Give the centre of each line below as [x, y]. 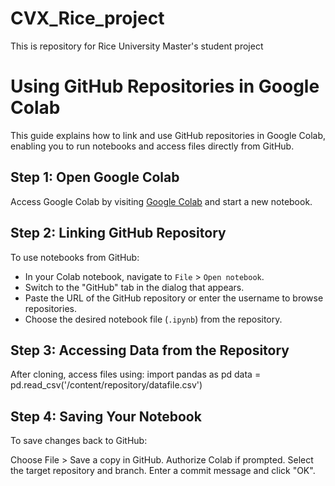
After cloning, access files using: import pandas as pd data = [136, 374]
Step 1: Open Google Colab [95, 177]
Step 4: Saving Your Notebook [106, 416]
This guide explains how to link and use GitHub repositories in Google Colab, [168, 135]
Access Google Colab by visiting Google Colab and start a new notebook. [161, 201]
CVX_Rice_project [87, 18]
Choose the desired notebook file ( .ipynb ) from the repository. [153, 319]
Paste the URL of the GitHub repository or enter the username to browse [174, 298]
